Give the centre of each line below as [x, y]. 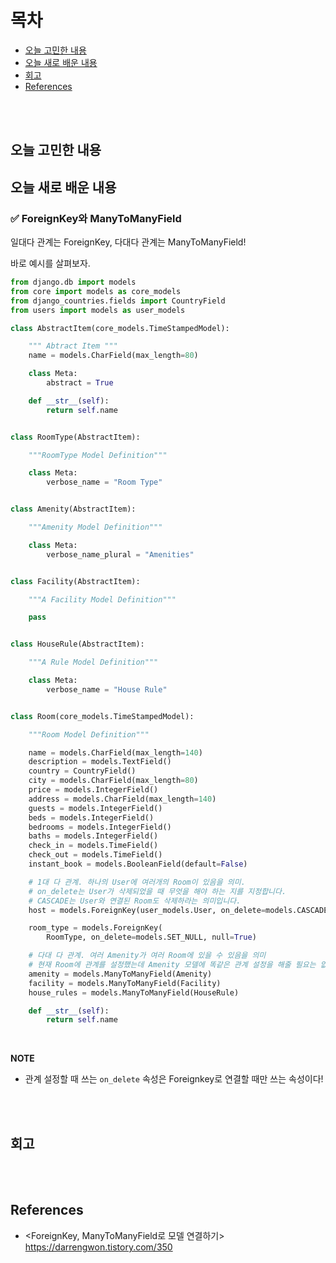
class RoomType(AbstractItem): [75, 437]
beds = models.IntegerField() [91, 817]
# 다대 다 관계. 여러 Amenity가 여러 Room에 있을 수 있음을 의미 [147, 956]
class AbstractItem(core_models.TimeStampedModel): [120, 328]
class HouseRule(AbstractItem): [77, 644]
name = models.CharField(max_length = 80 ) [113, 356]
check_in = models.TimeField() [93, 846]
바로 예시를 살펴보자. [50, 263]
